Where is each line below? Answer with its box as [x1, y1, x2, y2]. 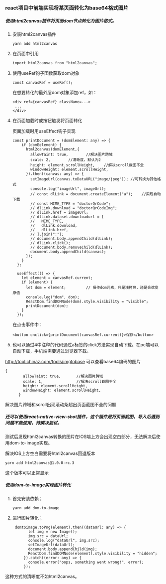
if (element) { [21, 280, 53, 285]
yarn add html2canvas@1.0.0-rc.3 [5, 460, 75, 465]
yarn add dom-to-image [12, 505, 60, 510]
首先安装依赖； [12, 495, 43, 501]
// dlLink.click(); [30, 240, 71, 245]
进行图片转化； [12, 515, 43, 521]
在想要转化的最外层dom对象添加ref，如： [12, 89, 97, 95]
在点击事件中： [12, 321, 43, 327]
